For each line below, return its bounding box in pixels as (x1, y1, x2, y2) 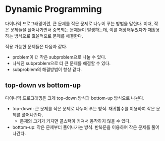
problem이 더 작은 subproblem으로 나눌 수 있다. (12, 54, 107, 60)
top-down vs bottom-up (5, 81, 81, 90)
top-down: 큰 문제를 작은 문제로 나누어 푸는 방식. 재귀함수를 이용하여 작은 (12, 105, 155, 111)
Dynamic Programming (5, 3, 102, 15)
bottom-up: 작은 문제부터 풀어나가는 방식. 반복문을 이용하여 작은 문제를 (12, 124, 151, 130)
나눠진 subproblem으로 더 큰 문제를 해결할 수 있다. (12, 60, 111, 66)
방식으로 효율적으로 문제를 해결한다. (14, 33, 83, 39)
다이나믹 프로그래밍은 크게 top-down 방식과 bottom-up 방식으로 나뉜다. (5, 95, 145, 101)
